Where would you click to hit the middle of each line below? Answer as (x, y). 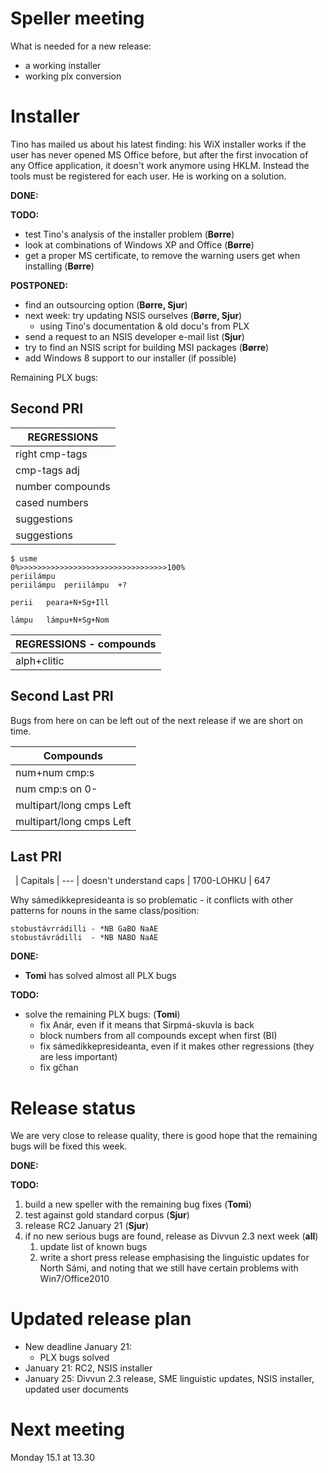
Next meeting (67, 1429)
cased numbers (52, 502)
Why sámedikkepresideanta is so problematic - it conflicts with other (152, 900)
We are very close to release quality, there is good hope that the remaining (164, 1136)
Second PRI (47, 408)
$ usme (24, 558)
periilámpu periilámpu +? (69, 585)
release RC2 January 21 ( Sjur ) (87, 1226)
